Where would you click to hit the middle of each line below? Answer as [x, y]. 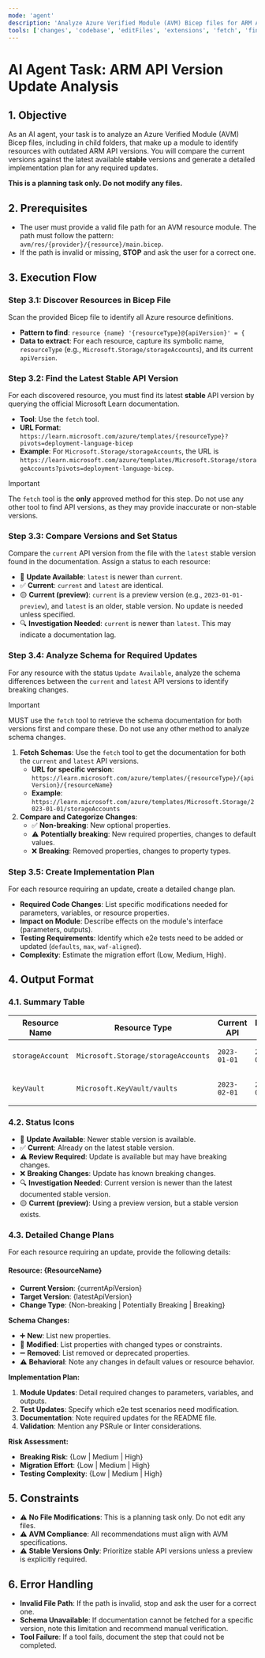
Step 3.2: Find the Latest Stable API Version [93, 378]
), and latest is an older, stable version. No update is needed [144, 606]
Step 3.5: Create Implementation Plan [82, 871]
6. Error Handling [51, 1584]
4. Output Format [51, 979]
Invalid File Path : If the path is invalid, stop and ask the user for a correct [138, 1603]
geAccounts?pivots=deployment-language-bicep [95, 469]
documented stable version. [65, 1194]
